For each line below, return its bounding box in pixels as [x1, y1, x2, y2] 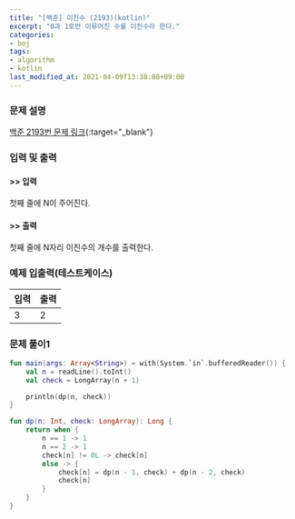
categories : [9, 30, 54, 39]
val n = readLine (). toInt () [25, 367, 132, 376]
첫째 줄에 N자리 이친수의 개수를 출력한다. [9, 242, 154, 253]
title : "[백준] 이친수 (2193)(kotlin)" [9, 13, 152, 23]
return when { [25, 425, 79, 434]
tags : [9, 47, 30, 56]
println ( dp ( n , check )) [25, 392, 112, 401]
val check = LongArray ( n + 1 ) [25, 375, 141, 384]
